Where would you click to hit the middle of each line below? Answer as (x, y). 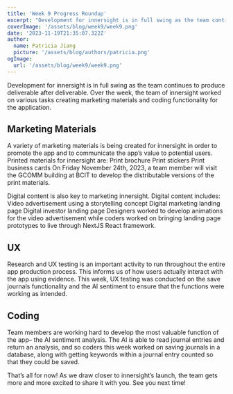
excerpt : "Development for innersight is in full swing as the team (108, 20)
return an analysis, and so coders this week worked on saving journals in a (114, 347)
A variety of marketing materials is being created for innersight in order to (112, 146)
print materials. (29, 183)
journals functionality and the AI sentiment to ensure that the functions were (116, 286)
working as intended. (37, 294)
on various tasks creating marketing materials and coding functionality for (113, 100)
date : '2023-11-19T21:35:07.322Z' (57, 33)
